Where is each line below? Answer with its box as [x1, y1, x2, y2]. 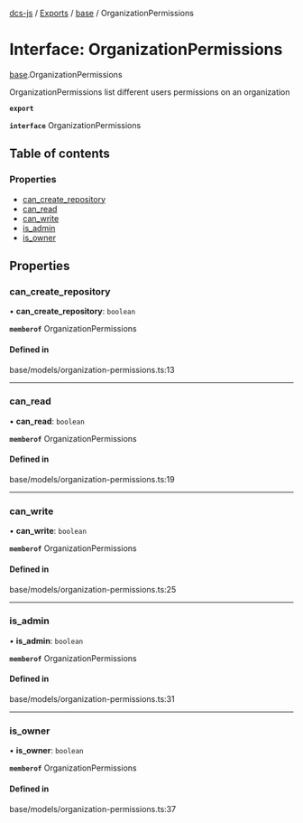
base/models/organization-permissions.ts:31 [9, 694, 175, 705]
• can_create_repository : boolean [9, 306, 136, 317]
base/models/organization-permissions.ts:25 [9, 584, 177, 594]
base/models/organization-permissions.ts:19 [9, 474, 175, 485]
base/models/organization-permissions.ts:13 [9, 364, 175, 375]
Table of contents [9, 146, 110, 162]
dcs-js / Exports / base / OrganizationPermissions [9, 8, 194, 18]
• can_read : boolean [9, 416, 86, 426]
